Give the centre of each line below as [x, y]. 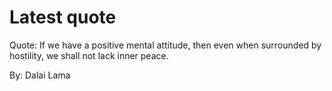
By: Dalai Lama [40, 75]
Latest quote [63, 17]
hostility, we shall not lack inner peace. [89, 55]
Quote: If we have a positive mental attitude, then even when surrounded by [165, 45]
